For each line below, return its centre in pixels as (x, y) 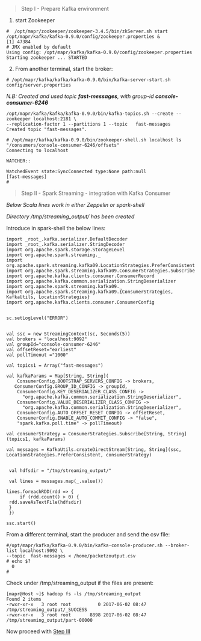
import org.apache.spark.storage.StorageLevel (66, 250)
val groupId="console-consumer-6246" (54, 345)
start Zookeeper (35, 20)
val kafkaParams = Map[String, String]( (58, 376)
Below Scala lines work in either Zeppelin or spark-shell (75, 205)
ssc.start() (21, 523)
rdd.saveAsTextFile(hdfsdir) (45, 502)
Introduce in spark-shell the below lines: (56, 228)
